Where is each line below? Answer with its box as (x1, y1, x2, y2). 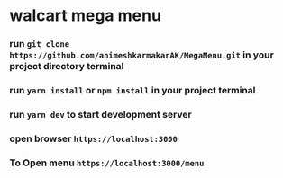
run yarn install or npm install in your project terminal (9, 85, 256, 97)
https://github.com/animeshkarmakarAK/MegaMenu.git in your (9, 49, 275, 61)
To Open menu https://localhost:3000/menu (9, 156, 205, 169)
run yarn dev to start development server (9, 108, 192, 120)
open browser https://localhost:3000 (9, 132, 178, 145)
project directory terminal (9, 60, 124, 73)
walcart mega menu (9, 5, 162, 26)
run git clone (9, 38, 70, 50)
